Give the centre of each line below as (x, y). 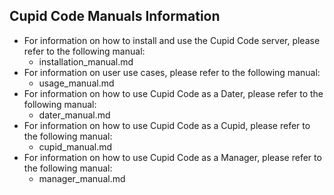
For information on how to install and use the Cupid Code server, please (172, 40)
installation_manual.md (86, 61)
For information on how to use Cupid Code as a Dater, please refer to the (173, 93)
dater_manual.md (74, 115)
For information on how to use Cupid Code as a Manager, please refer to (172, 157)
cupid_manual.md (75, 146)
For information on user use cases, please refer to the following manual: (172, 72)
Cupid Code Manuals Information (115, 16)
